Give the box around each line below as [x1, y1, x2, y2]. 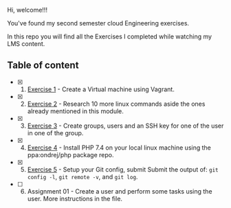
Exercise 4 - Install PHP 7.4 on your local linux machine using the [27, 143, 211, 152]
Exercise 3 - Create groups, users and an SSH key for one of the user [27, 122, 224, 130]
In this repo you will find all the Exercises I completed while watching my [7, 32, 212, 41]
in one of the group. [27, 128, 84, 137]
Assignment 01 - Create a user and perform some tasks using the [27, 187, 212, 195]
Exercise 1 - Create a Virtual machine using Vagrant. [27, 85, 175, 93]
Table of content [7, 60, 79, 71]
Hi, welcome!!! [7, 6, 48, 14]
